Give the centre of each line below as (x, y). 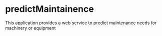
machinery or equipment (30, 28)
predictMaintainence (49, 9)
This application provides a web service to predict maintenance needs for (81, 23)
